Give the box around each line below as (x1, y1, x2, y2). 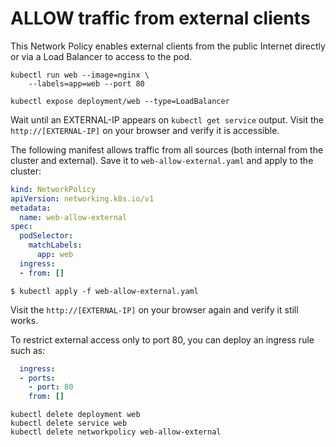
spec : (10, 222, 33, 232)
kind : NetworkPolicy (10, 184, 97, 194)
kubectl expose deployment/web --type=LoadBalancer (10, 96, 230, 106)
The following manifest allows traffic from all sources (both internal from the (10, 143, 324, 156)
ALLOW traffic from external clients (10, 7, 311, 30)
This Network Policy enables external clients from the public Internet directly (10, 40, 326, 52)
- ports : (19, 373, 56, 383)
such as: (10, 344, 46, 356)
